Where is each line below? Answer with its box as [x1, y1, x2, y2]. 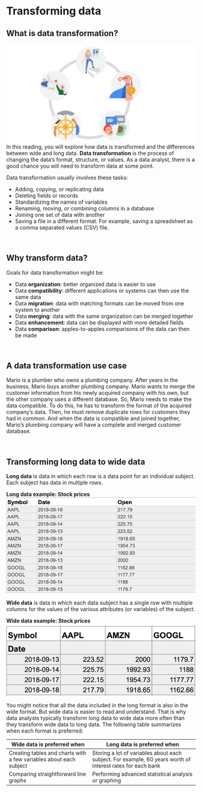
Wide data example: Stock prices [6, 617, 91, 624]
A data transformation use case [6, 361, 127, 371]
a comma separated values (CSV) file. [14, 224, 109, 231]
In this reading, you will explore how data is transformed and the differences [6, 143, 195, 150]
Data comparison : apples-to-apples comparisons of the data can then [14, 325, 190, 332]
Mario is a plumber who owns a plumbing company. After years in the [6, 377, 179, 384]
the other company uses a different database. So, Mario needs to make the [6, 395, 192, 403]
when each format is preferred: [6, 727, 84, 734]
